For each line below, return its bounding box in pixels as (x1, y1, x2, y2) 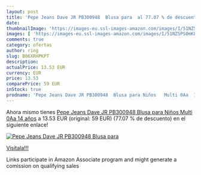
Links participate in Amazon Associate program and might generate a (6, 156, 177, 163)
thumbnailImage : (6, 25, 47, 32)
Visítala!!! (6, 144, 29, 151)
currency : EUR (6, 70, 42, 76)
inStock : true (6, 87, 42, 93)
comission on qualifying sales (6, 162, 80, 169)
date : (6, 20, 20, 26)
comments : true (6, 36, 44, 42)
